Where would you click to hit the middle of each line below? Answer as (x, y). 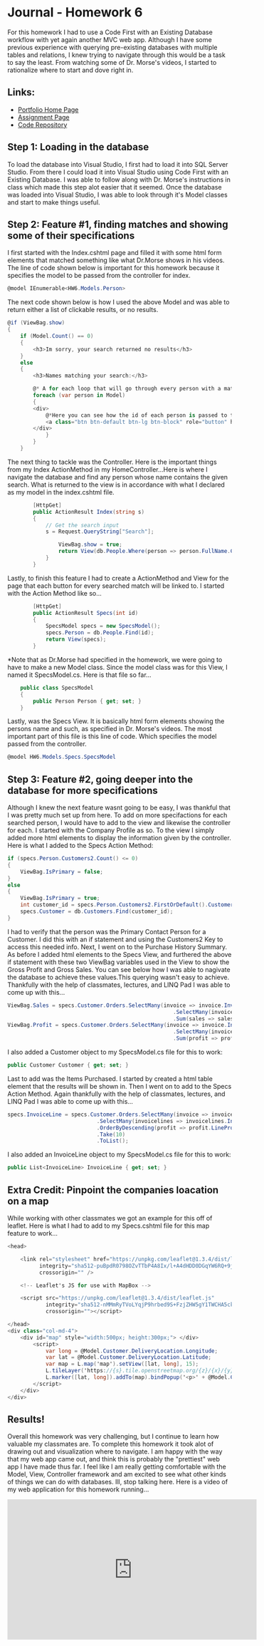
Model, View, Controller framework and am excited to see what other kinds (117, 1474)
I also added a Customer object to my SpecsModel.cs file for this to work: (115, 1052)
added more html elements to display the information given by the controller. (119, 838)
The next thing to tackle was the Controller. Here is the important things (112, 462)
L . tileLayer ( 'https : (76, 1371)
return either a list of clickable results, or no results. (83, 310)
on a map (28, 1201)
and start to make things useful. (54, 202)
